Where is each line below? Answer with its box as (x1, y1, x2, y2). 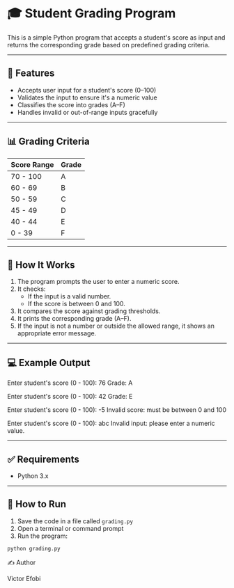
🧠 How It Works (7, 259, 75, 271)
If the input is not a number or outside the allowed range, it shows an (17, 321, 214, 331)
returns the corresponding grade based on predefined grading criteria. (7, 40, 210, 49)
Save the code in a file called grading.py (17, 516, 134, 525)
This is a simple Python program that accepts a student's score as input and (7, 33, 226, 42)
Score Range (10, 159, 54, 169)
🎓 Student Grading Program (7, 6, 176, 22)
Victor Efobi (7, 574, 41, 582)
